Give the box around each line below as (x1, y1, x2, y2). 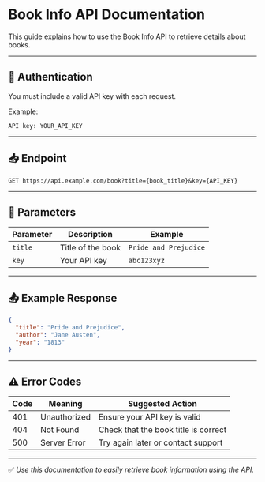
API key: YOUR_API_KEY (8, 122, 83, 130)
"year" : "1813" (15, 338, 65, 346)
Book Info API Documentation (8, 6, 205, 24)
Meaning (48, 398, 83, 409)
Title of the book (59, 243, 121, 254)
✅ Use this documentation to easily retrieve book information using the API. (8, 465, 255, 475)
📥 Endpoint (8, 152, 67, 165)
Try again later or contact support (98, 437, 223, 448)
